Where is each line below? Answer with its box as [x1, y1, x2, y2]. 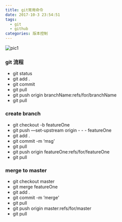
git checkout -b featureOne [12, 121, 70, 128]
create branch [5, 110, 41, 117]
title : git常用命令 [5, 7, 44, 13]
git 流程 [5, 58, 24, 66]
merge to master [5, 167, 47, 174]
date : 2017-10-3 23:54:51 [5, 12, 60, 17]
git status [12, 71, 33, 77]
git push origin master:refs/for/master [12, 205, 91, 211]
